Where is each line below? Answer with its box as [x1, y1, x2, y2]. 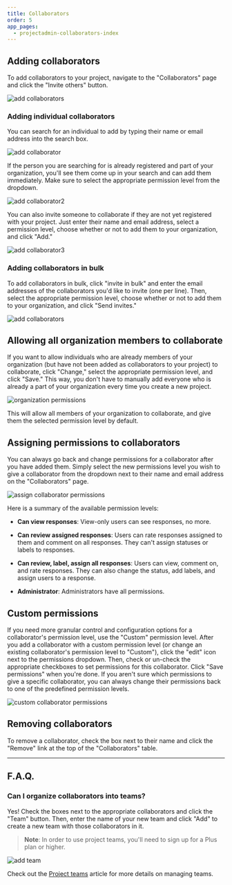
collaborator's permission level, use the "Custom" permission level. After [7, 633, 214, 642]
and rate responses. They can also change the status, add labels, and [17, 566, 215, 575]
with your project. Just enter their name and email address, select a [7, 218, 199, 226]
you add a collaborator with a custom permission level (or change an [7, 640, 202, 649]
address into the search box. [7, 134, 88, 143]
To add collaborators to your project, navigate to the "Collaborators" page [7, 73, 217, 82]
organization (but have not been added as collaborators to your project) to [7, 360, 218, 369]
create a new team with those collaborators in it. [7, 822, 144, 830]
